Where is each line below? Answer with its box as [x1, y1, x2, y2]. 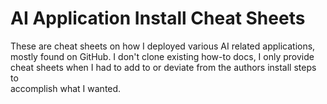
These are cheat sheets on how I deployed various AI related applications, [10, 40, 316, 52]
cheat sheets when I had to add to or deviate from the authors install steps [10, 61, 317, 73]
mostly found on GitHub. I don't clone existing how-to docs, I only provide [10, 50, 315, 62]
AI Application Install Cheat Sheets [10, 7, 306, 30]
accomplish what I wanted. [10, 82, 122, 94]
